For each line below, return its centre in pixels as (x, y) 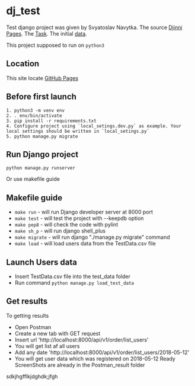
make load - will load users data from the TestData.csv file (85, 244)
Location (23, 64)
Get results (27, 302)
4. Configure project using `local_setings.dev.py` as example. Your (94, 126)
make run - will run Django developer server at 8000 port (84, 212)
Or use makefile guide (33, 179)
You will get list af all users (47, 346)
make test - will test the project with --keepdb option (79, 218)
